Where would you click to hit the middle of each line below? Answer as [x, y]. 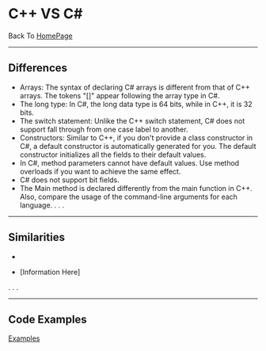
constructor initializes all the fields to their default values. [113, 155]
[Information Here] [50, 272]
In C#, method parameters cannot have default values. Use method [129, 162]
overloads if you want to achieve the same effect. [100, 171]
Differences [38, 68]
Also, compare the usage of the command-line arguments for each [128, 196]
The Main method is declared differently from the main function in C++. [136, 188]
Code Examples [47, 319]
